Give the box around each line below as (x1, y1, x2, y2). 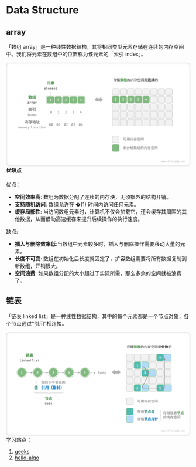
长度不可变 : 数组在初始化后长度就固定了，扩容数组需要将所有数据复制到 (14, 255, 187, 262)
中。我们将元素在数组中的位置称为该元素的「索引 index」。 (6, 50, 146, 57)
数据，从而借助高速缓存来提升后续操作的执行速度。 (19, 215, 143, 223)
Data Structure (6, 4, 79, 17)
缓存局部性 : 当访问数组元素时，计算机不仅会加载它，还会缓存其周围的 (14, 208, 182, 215)
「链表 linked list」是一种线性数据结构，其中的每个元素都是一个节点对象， (6, 312, 184, 320)
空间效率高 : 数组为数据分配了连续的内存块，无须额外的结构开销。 (14, 194, 171, 201)
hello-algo (14, 454, 40, 461)
